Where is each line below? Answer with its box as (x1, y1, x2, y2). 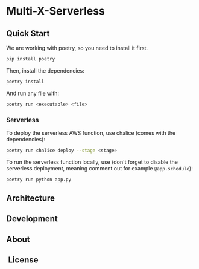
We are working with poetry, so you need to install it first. (6, 44, 148, 51)
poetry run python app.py (6, 177, 71, 183)
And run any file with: (6, 89, 59, 97)
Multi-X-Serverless (6, 4, 106, 18)
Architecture (6, 193, 55, 204)
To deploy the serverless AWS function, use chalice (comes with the (6, 129, 176, 137)
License (8, 255, 39, 265)
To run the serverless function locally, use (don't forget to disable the (6, 158, 178, 166)
